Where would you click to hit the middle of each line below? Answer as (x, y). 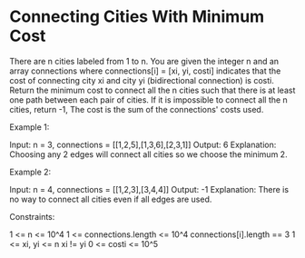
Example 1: (30, 127)
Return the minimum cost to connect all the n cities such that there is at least (152, 90)
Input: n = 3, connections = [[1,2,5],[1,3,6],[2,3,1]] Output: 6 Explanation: (143, 144)
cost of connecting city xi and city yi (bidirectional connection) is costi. (142, 80)
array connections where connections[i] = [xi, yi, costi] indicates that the (145, 71)
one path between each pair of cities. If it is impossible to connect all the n (148, 99)
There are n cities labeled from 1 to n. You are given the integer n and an (144, 61)
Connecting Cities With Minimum (137, 17)
